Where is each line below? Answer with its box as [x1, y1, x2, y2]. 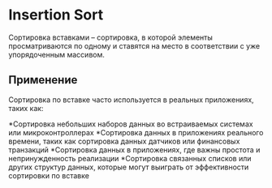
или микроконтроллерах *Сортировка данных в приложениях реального [8, 127, 264, 137]
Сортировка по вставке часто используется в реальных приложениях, [8, 95, 254, 105]
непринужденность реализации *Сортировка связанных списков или [8, 153, 252, 163]
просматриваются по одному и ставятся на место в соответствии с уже [8, 41, 261, 50]
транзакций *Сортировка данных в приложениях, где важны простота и [8, 144, 261, 155]
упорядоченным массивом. [8, 49, 106, 59]
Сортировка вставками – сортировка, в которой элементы [8, 32, 214, 42]
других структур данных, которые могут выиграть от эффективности [8, 162, 249, 172]
